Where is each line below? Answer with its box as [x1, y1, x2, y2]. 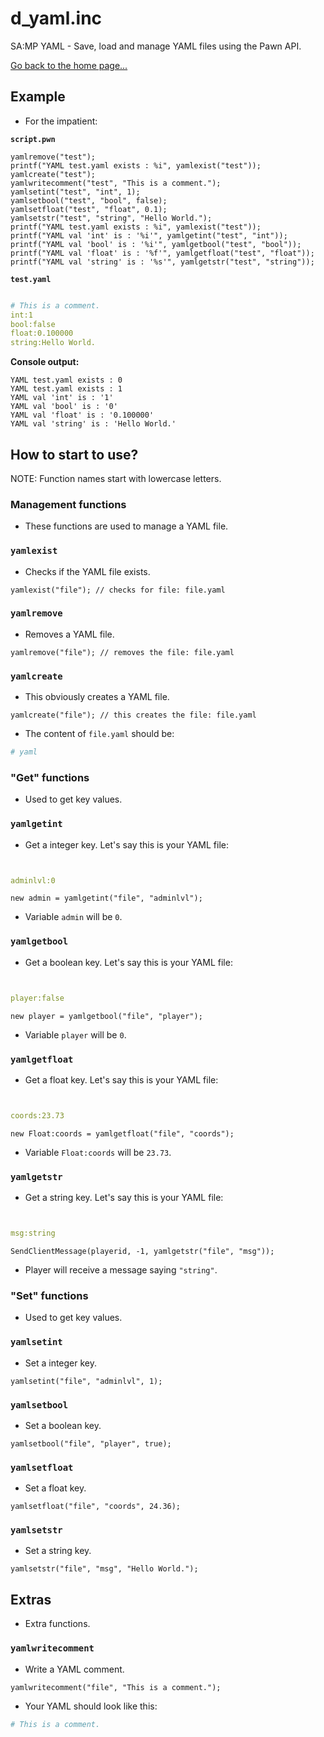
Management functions [10, 497, 127, 511]
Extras [10, 1591, 52, 1608]
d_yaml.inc [10, 7, 103, 30]
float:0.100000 [10, 328, 74, 339]
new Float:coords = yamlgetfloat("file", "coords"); [10, 1128, 235, 1139]
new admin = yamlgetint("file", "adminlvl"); [10, 893, 203, 904]
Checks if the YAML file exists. [24, 565, 151, 577]
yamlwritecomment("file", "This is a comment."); [10, 1682, 222, 1692]
